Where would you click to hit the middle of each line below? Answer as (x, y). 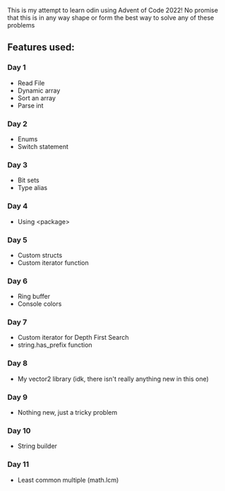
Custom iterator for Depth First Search (73, 338)
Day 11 (18, 464)
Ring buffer (34, 297)
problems (21, 25)
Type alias (32, 188)
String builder (37, 446)
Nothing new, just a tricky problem (67, 413)
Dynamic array (39, 90)
